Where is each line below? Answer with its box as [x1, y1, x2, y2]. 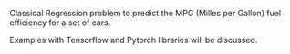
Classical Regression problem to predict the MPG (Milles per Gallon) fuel [9, 8, 281, 18]
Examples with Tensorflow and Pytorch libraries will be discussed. [9, 35, 258, 45]
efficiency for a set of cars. [9, 17, 111, 28]
